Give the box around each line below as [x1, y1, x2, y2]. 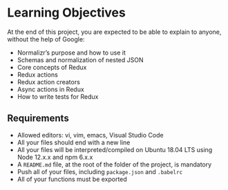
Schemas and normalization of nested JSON [17, 55, 144, 64]
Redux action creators [17, 77, 81, 86]
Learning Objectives [7, 5, 126, 21]
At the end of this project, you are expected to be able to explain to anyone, [7, 28, 222, 36]
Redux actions [17, 70, 59, 79]
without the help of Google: [7, 35, 85, 43]
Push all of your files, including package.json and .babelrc [17, 167, 183, 175]
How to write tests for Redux [17, 92, 99, 101]
